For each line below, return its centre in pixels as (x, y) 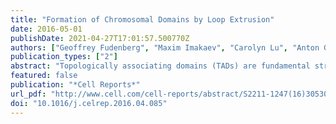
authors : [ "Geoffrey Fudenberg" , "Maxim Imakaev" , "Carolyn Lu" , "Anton (165, 47)
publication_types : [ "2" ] (64, 57)
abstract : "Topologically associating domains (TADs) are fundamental (160, 66)
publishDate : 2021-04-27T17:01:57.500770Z (100, 38)
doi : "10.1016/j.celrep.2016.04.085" (89, 103)
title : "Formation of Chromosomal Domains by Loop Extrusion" (142, 19)
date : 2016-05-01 (46, 29)
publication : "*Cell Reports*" (75, 85)
